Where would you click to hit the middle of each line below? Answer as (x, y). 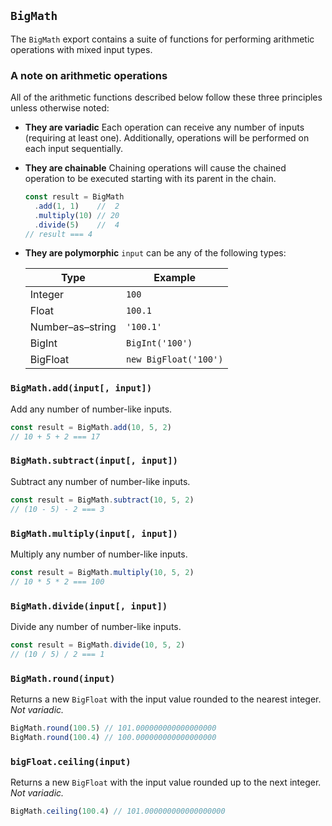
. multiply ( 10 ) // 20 (77, 215)
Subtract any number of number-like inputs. (100, 481)
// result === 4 (58, 234)
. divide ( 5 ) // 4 (77, 225)
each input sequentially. (74, 149)
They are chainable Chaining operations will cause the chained (155, 168)
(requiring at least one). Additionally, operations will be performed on (167, 138)
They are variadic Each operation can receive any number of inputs (164, 127)
